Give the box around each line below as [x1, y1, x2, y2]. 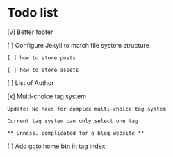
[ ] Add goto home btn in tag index [7, 142, 106, 150]
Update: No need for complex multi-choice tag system [7, 105, 167, 112]
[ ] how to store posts [7, 54, 76, 62]
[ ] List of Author [7, 78, 54, 87]
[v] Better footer [7, 28, 53, 36]
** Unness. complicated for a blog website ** [7, 129, 145, 136]
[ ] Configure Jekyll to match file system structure [7, 41, 149, 49]
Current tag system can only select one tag [7, 118, 138, 124]
